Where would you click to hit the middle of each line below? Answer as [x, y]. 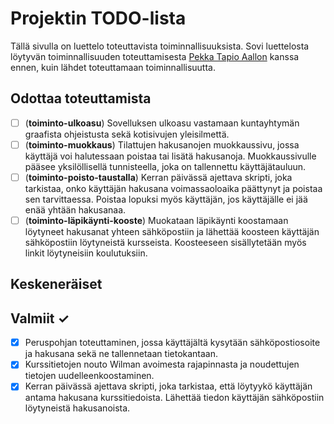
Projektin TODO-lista [98, 18]
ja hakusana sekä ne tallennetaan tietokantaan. [121, 354]
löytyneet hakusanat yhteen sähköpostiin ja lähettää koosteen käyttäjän [172, 231]
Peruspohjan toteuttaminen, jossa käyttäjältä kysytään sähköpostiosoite [172, 343]
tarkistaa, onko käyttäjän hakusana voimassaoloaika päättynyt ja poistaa [173, 188]
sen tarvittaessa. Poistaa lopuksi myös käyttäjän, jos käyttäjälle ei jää [166, 199]
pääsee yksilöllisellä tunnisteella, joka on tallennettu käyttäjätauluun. [165, 166]
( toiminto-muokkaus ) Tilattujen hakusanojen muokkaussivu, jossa [162, 144]
